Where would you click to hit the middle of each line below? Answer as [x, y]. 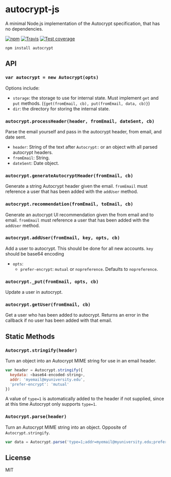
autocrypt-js [32, 9]
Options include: [22, 88]
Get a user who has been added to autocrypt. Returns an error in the [77, 315]
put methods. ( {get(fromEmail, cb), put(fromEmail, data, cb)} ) [81, 103]
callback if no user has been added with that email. [59, 320]
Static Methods [30, 336]
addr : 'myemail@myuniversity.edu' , [48, 380]
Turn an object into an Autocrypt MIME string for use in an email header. [81, 361]
